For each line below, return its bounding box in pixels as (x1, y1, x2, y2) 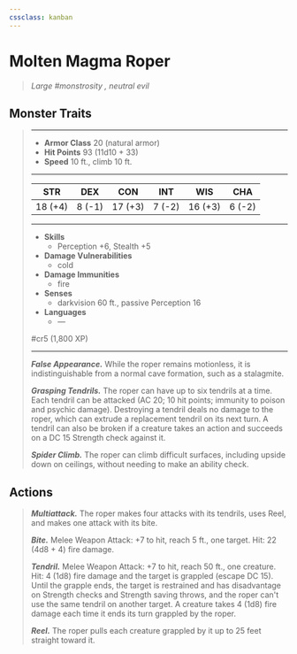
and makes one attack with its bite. (30, 518, 158, 528)
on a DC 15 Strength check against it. (30, 433, 166, 443)
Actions (9, 484, 53, 500)
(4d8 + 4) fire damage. (30, 544, 115, 555)
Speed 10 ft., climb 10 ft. (43, 157, 133, 167)
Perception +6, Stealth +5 (57, 241, 151, 252)
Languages (43, 307, 87, 318)
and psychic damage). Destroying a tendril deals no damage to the (30, 404, 274, 415)
